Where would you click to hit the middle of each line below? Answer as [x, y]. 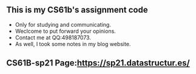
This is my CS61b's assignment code [77, 10]
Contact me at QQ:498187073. [53, 37]
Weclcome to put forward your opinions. [66, 31]
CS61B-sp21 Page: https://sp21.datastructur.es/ [98, 63]
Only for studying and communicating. [63, 24]
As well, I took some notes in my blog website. [73, 44]
